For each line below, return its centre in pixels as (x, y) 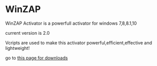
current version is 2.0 (27, 33)
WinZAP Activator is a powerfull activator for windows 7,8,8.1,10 (71, 23)
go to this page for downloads (37, 58)
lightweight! (17, 48)
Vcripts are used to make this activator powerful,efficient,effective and (79, 43)
